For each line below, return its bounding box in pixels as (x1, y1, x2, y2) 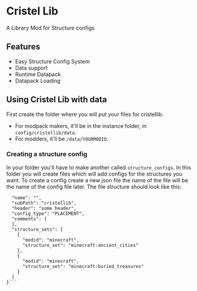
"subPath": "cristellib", (11, 200, 77, 206)
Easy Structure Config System (14, 57, 90, 65)
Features (6, 42, 40, 52)
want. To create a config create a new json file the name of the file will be (6, 176, 189, 184)
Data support (14, 64, 48, 71)
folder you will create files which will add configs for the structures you (6, 170, 183, 177)
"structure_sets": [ (11, 226, 63, 232)
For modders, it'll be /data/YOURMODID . (14, 135, 108, 142)
